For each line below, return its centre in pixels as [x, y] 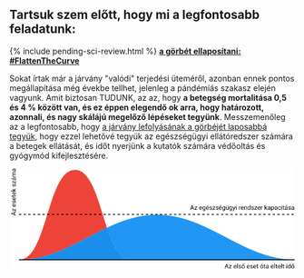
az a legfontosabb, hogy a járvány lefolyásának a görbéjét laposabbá [138, 126]
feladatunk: [43, 30]
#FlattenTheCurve [44, 60]
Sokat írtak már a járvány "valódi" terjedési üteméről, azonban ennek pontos [152, 78]
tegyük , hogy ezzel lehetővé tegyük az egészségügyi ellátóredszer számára [151, 136]
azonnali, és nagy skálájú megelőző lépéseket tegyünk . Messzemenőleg [147, 116]
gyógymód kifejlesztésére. [59, 155]
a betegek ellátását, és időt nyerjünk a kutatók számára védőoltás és [137, 145]
